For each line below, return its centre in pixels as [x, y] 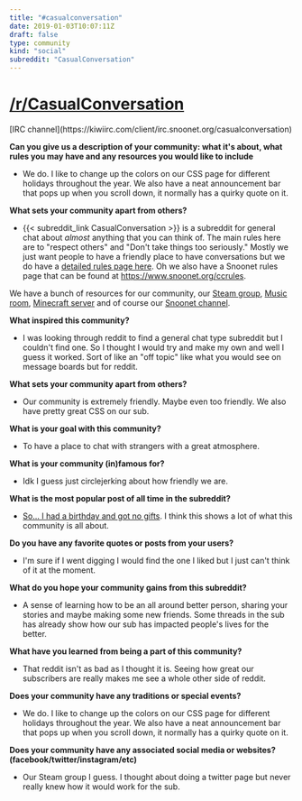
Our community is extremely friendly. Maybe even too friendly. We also [154, 401]
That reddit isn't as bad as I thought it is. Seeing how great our [138, 668]
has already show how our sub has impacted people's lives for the [145, 624]
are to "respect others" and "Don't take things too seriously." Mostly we [155, 247]
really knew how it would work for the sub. [101, 787]
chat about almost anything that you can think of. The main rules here [151, 237]
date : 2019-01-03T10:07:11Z [62, 26]
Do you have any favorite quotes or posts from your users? [122, 543]
